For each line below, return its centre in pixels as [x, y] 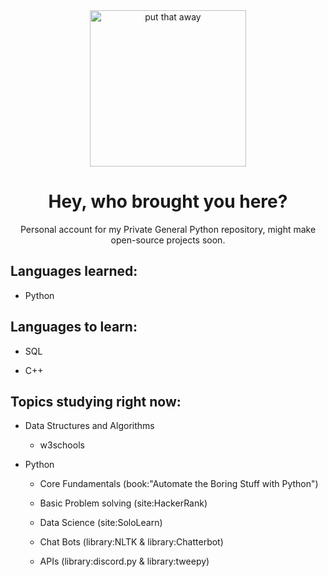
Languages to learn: [74, 327]
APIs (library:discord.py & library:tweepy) [124, 561]
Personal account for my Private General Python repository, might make [168, 229]
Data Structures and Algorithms [89, 426]
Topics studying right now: [96, 401]
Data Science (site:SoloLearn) [101, 523]
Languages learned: [74, 271]
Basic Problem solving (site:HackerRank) [123, 503]
